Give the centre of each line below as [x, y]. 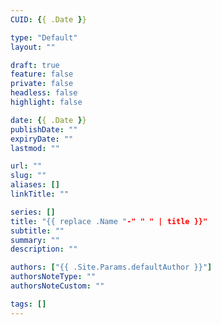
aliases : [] [35, 185]
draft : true [35, 65]
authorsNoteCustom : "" [57, 286]
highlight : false [46, 102]
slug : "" [28, 176]
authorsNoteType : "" [53, 277]
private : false [42, 84]
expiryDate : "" [42, 139]
